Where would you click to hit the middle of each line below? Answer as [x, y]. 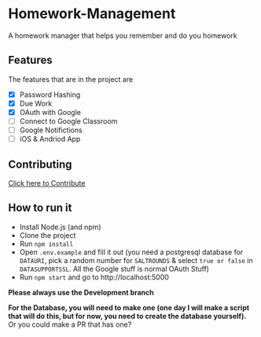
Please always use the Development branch [81, 292]
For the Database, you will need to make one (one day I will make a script [129, 307]
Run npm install [46, 243]
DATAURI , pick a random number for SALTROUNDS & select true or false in [136, 260]
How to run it [40, 208]
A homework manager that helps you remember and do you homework [123, 35]
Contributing [40, 164]
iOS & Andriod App [50, 139]
